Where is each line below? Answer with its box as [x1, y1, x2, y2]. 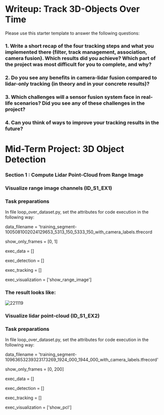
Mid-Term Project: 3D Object [5, 143, 124, 155]
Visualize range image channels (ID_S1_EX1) [5, 185, 112, 192]
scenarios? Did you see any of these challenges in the [14, 99, 145, 106]
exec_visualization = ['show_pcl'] [5, 405, 72, 411]
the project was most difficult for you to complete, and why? [5, 61, 152, 67]
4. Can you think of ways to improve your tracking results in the [5, 119, 160, 126]
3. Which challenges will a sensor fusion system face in [5, 94, 140, 100]
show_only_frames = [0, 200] [5, 366, 64, 372]
